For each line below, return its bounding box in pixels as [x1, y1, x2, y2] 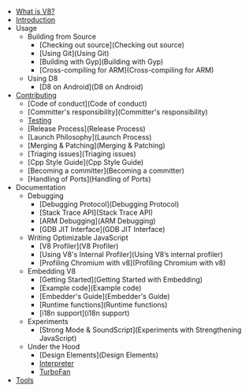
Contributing [15, 91, 57, 99]
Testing [27, 116, 52, 125]
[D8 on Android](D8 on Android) [39, 82, 144, 91]
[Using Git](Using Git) [39, 49, 110, 58]
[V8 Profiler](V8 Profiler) [39, 241, 119, 251]
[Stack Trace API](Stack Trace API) [39, 208, 154, 217]
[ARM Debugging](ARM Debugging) [39, 216, 156, 226]
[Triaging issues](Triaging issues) [27, 149, 136, 159]
